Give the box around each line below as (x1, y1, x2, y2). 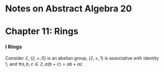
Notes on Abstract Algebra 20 (5, 3, 132, 14)
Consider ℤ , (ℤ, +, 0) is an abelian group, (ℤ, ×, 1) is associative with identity (5, 55, 159, 61)
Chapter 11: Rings (5, 26, 78, 37)
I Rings (5, 43, 22, 50)
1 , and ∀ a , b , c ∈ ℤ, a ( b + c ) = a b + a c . (5, 61, 84, 67)
